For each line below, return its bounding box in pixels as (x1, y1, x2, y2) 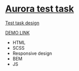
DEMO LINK (5, 29, 30, 35)
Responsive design (12, 50, 52, 56)
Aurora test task (5, 3, 74, 15)
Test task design (5, 20, 39, 26)
